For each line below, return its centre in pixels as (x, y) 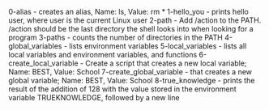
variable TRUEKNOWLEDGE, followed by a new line (94, 97)
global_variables (35, 46)
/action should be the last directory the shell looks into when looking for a (131, 29)
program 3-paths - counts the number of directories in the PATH (115, 37)
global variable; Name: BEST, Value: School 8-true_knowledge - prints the (132, 80)
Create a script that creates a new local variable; (166, 63)
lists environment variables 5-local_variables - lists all (158, 46)
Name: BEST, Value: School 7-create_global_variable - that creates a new (130, 72)
